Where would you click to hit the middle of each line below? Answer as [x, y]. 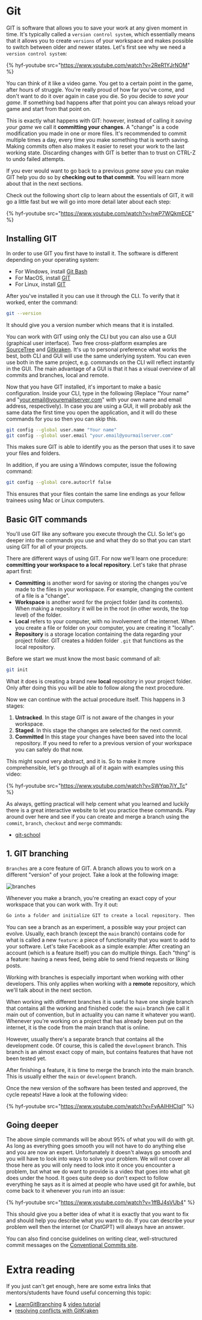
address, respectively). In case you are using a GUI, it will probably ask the [99, 406]
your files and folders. [33, 453]
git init [17, 670]
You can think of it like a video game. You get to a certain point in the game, [100, 83]
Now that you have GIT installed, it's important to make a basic [84, 387]
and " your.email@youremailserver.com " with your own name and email [94, 399]
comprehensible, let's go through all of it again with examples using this [95, 767]
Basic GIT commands [47, 519]
